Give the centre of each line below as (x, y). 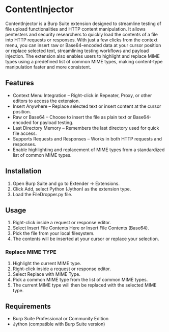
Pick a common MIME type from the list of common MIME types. (80, 279)
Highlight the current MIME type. (47, 263)
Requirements (28, 307)
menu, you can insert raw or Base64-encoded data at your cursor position (83, 45)
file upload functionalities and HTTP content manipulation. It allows (76, 29)
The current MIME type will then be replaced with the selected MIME (84, 285)
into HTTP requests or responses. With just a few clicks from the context (81, 40)
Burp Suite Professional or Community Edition (61, 319)
